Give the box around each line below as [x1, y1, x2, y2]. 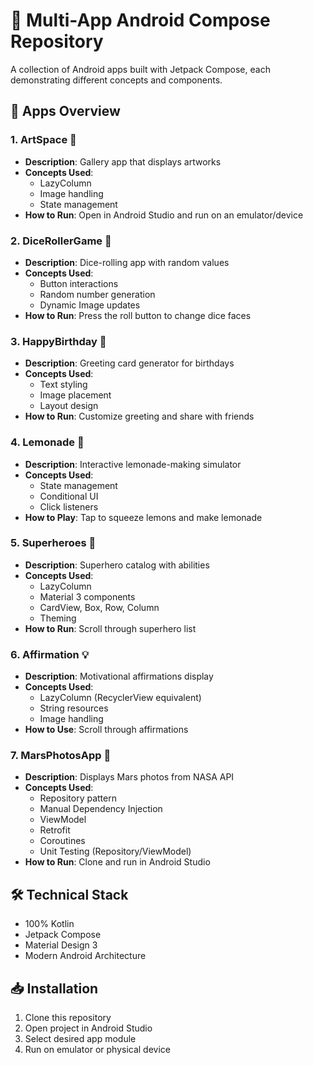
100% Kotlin [24, 918, 75, 930]
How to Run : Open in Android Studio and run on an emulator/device [24, 209, 304, 221]
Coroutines [39, 835, 86, 847]
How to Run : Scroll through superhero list [24, 622, 197, 634]
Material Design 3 [24, 939, 98, 951]
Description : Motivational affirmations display [24, 670, 214, 683]
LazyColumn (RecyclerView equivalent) [39, 692, 202, 704]
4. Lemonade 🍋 [10, 435, 85, 449]
